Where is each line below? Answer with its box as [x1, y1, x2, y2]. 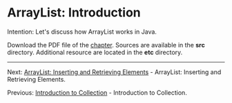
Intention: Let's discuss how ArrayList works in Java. [7, 27, 157, 36]
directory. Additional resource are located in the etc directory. [7, 48, 183, 56]
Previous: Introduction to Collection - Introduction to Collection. [7, 88, 188, 97]
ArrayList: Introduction [7, 5, 142, 21]
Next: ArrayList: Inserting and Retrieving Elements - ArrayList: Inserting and [7, 67, 222, 76]
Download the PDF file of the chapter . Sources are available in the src [7, 41, 205, 49]
